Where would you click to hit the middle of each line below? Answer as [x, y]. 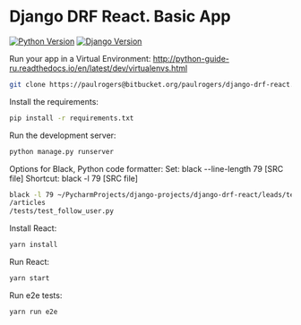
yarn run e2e [34, 312]
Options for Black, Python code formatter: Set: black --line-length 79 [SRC [146, 168]
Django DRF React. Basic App [120, 17]
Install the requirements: [54, 101]
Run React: [30, 262]
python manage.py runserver [62, 151]
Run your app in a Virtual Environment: [80, 58]
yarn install [34, 245]
